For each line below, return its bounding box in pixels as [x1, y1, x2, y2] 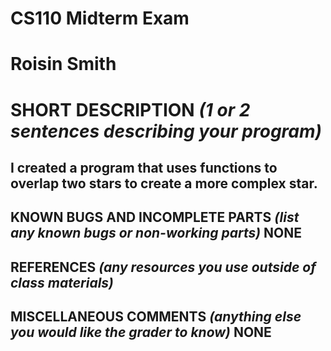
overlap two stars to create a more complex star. [10, 175, 318, 192]
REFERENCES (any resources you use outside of [10, 258, 317, 276]
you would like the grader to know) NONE [10, 324, 272, 341]
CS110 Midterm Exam [10, 7, 190, 30]
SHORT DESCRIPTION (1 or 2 [10, 98, 251, 121]
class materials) [10, 274, 114, 291]
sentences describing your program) [10, 120, 322, 142]
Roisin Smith [10, 53, 117, 76]
